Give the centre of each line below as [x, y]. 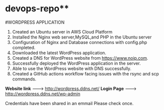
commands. [24, 79]
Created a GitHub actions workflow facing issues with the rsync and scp [85, 73]
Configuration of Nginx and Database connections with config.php [80, 42]
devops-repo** [37, 9]
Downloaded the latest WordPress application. [59, 53]
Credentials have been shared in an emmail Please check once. [69, 103]
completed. [24, 47]
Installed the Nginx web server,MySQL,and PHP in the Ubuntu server [82, 37]
